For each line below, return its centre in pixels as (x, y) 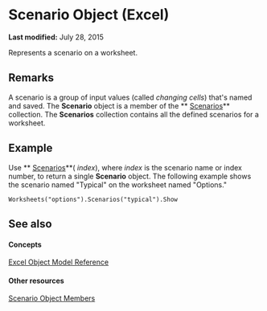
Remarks (31, 78)
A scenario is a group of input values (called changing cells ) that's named (130, 97)
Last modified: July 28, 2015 (56, 37)
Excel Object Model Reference (59, 262)
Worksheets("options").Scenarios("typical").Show (93, 199)
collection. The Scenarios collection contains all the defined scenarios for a (134, 114)
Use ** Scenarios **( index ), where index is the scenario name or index (125, 167)
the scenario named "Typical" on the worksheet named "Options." (118, 184)
